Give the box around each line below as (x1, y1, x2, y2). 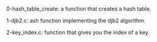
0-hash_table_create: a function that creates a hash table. (6, 5, 152, 12)
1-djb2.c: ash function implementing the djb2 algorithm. (6, 17, 146, 24)
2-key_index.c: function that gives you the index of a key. (6, 29, 150, 36)
